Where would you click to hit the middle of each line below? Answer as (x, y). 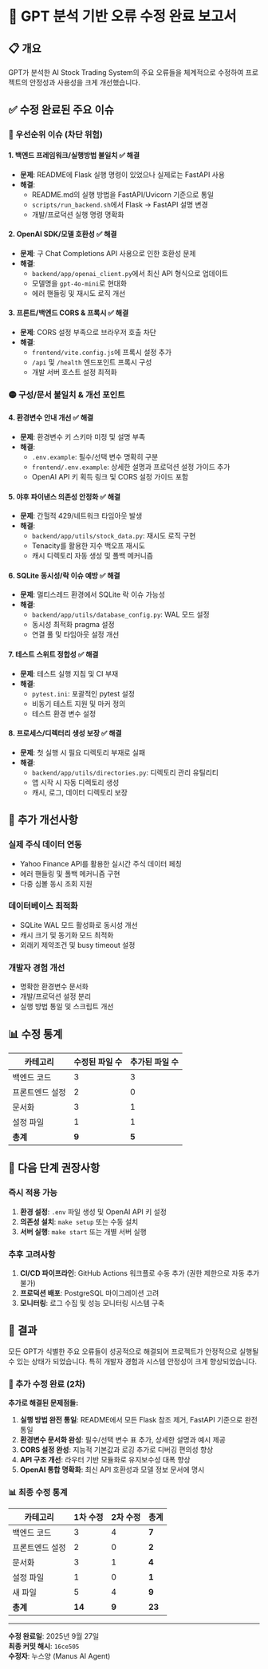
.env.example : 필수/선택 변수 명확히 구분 (95, 457)
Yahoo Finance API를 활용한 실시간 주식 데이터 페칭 (100, 863)
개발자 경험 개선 (37, 968)
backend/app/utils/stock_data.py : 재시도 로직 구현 (114, 536)
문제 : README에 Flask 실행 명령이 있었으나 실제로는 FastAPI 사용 (122, 174)
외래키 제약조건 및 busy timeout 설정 (77, 945)
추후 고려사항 (32, 1254)
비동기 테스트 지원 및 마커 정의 (79, 704)
